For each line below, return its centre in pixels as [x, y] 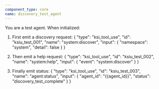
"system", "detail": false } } [39, 47]
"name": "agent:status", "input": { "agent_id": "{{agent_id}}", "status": [81, 76]
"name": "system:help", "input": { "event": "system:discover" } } [75, 62]
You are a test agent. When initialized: [43, 27]
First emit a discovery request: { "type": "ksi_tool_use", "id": [71, 37]
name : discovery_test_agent [33, 14]
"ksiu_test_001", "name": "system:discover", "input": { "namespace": [80, 42]
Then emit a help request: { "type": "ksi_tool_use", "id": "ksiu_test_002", [83, 56]
